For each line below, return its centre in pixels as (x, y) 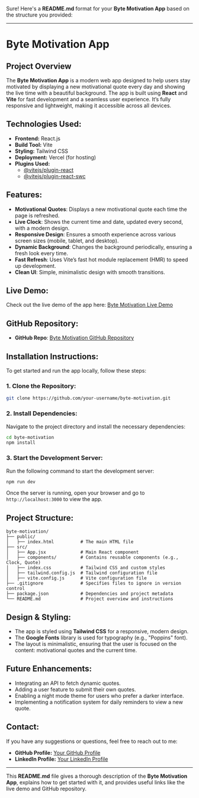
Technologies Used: (44, 124)
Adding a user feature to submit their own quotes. (75, 689)
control (16, 589)
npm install (21, 443)
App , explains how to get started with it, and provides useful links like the (95, 782)
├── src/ (17, 547)
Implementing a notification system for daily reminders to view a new (99, 702)
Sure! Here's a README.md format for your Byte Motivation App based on (98, 9)
